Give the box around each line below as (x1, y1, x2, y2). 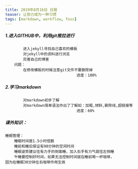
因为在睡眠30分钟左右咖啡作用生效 (5, 160, 66, 165)
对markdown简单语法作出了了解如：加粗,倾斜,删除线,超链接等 (23, 103, 133, 108)
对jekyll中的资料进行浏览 (23, 52, 70, 57)
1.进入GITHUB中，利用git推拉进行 (5, 32, 75, 38)
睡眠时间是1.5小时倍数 (14, 139, 55, 144)
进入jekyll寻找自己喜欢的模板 (23, 46, 78, 51)
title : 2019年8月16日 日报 (5, 7, 57, 12)
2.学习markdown (5, 84, 41, 90)
